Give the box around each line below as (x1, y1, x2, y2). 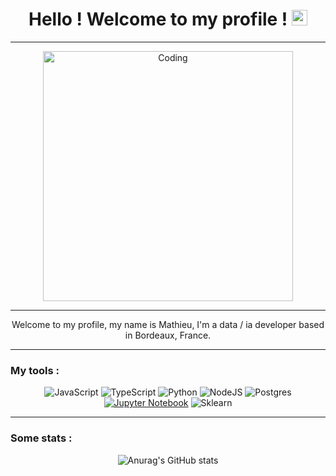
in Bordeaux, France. (124, 329, 212, 341)
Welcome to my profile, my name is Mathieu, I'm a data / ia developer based (11, 318, 325, 330)
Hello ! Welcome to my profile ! (28, 8, 288, 31)
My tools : (10, 363, 60, 377)
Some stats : (10, 431, 73, 445)
